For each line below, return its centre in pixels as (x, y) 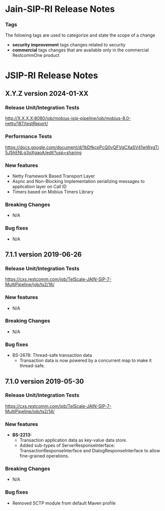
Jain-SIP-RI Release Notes (60, 9)
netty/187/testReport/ (27, 124)
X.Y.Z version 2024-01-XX (47, 94)
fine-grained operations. (44, 456)
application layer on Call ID (39, 186)
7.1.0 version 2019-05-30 (45, 381)
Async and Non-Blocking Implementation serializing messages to (78, 181)
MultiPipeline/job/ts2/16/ (30, 285)
